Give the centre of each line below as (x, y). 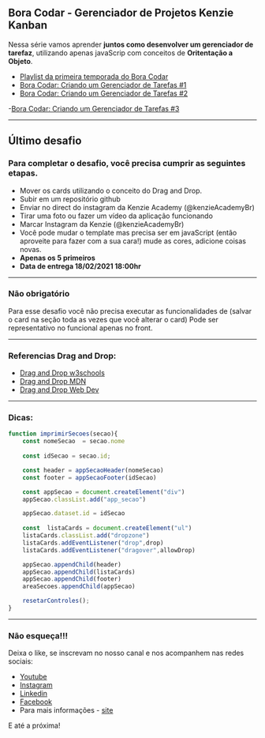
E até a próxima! (34, 725)
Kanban (28, 26)
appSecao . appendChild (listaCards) (79, 572)
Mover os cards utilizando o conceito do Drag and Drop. (111, 190)
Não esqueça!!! (38, 635)
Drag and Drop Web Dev (59, 390)
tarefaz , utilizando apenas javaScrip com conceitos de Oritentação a (121, 53)
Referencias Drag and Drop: (62, 356)
